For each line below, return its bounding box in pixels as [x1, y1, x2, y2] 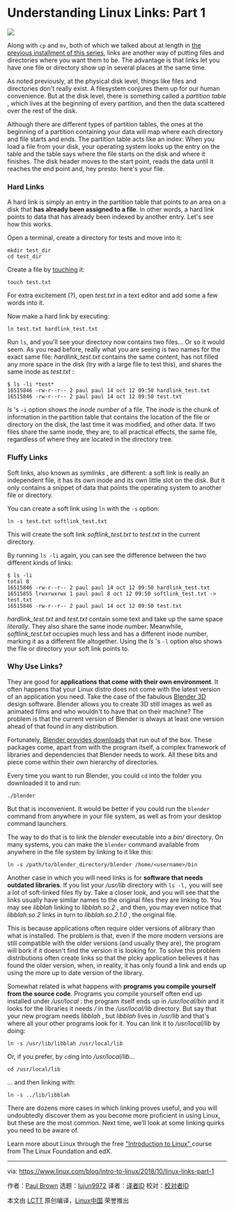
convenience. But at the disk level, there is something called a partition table [7, 91, 226, 100]
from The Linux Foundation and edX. [7, 1147, 113, 1155]
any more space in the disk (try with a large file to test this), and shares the [7, 360, 222, 369]
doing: [7, 1026, 26, 1034]
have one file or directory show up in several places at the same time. [7, 63, 207, 71]
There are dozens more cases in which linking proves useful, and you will [7, 1104, 218, 1112]
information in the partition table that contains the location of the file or [7, 413, 210, 422]
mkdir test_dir [7, 247, 52, 254]
